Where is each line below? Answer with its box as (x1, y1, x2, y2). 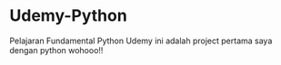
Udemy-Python (9, 5, 127, 26)
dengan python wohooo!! (9, 44, 104, 55)
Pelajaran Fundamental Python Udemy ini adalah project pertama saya (9, 35, 273, 46)
